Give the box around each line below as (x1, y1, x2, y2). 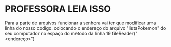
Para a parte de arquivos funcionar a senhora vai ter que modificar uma (5, 20, 156, 26)
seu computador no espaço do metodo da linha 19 (5, 30, 111, 36)
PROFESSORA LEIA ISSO (5, 3, 111, 15)
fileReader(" (111, 30, 138, 36)
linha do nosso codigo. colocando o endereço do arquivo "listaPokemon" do (5, 25, 166, 31)
